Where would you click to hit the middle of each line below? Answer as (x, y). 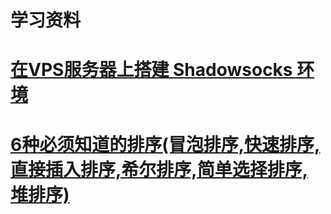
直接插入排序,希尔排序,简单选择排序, (159, 169)
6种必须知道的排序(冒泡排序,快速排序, (165, 144)
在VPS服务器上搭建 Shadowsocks (151, 70)
